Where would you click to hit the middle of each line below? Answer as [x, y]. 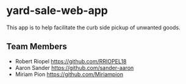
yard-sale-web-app [57, 11]
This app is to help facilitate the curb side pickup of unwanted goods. [94, 27]
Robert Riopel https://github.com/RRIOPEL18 [71, 61]
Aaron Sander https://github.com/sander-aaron [74, 68]
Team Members [37, 47]
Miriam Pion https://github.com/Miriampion [69, 74]
